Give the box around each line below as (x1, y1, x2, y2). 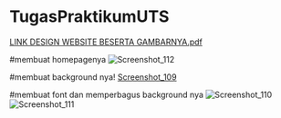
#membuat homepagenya (9, 54, 107, 64)
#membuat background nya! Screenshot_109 (9, 71, 177, 83)
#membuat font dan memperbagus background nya (9, 89, 203, 100)
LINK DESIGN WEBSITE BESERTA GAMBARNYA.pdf (9, 36, 203, 47)
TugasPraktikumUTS (9, 6, 170, 27)
